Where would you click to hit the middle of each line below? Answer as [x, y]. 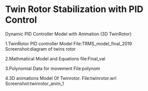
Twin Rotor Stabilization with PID [74, 9]
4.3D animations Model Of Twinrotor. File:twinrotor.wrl [61, 78]
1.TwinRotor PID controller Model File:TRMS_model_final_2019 [69, 43]
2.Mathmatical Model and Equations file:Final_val [55, 58]
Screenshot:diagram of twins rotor [40, 49]
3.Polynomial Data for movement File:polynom [53, 68]
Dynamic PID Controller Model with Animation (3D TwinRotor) [68, 34]
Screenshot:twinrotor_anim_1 [34, 83]
